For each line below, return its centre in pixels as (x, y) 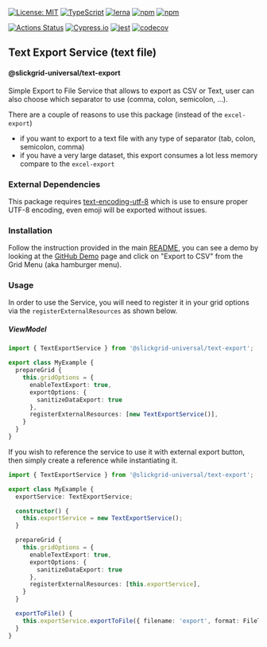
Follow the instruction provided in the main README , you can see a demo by (133, 248)
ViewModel (27, 329)
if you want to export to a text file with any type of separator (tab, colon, (137, 138)
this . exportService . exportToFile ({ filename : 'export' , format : (131, 621)
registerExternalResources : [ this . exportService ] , (115, 584)
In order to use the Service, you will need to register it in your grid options (129, 303)
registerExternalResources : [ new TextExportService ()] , (124, 415)
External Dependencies (54, 184)
